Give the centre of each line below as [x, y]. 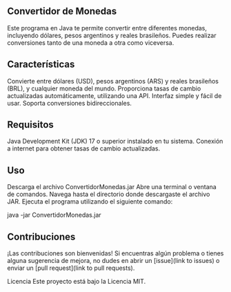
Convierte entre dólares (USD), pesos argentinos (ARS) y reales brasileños [113, 81]
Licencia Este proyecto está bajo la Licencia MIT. [77, 282]
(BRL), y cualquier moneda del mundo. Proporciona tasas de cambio [104, 88]
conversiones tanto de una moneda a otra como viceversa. [91, 42]
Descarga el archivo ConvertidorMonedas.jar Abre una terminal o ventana [112, 187]
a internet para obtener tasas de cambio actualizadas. [84, 148]
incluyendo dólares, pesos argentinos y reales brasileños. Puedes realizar [112, 35]
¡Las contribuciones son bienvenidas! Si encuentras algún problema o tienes [115, 253]
